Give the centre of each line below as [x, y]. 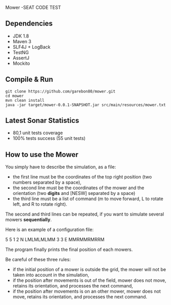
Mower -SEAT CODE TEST [33, 7]
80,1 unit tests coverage [38, 133]
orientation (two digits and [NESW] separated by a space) [74, 193]
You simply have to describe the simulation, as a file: [61, 167]
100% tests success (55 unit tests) [49, 138]
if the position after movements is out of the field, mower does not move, [89, 280]
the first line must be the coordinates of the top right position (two [82, 177]
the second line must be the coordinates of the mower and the [78, 188]
